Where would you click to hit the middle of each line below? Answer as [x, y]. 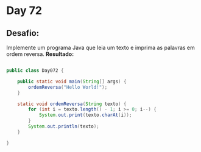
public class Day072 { [35, 71]
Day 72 [24, 11]
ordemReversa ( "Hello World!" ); [68, 87]
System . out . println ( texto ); [64, 126]
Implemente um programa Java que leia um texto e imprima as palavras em [100, 47]
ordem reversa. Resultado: [40, 54]
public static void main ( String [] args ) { [72, 81]
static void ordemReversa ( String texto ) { [72, 104]
